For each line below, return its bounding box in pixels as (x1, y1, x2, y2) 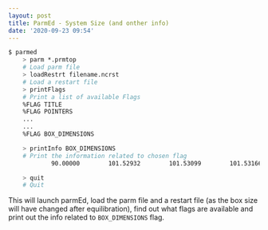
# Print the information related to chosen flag (22, 152, 187, 160)
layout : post (8, 11, 52, 20)
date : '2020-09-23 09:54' (8, 26, 94, 34)
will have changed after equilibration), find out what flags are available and (8, 204, 254, 214)
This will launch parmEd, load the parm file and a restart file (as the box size (8, 196, 258, 205)
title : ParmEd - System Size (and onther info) (8, 19, 170, 27)
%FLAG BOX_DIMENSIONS (22, 130, 94, 138)
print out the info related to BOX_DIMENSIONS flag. (8, 212, 165, 222)
